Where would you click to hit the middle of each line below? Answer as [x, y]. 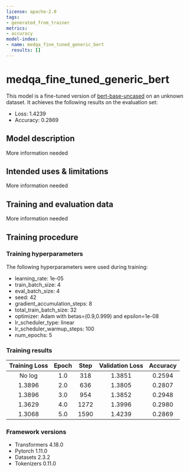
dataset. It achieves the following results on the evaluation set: [82, 102]
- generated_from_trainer [38, 23]
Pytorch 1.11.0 [31, 451]
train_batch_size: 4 [38, 284]
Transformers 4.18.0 [39, 445]
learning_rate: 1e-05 [39, 278]
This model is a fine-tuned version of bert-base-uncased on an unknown [95, 96]
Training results [29, 350]
